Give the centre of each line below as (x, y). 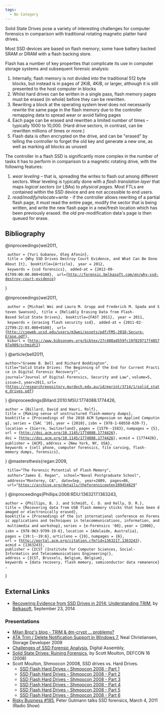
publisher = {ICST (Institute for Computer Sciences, (62, 549)
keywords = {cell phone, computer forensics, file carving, (68, 448)
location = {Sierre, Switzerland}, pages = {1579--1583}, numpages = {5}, (82, 429)
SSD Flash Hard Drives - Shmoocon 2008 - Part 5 (70, 690)
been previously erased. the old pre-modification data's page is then (82, 213)
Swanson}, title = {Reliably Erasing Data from (68, 312)
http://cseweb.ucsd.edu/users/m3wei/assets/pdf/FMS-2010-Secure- (76, 332)
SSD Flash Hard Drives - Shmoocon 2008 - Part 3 (70, 679)
